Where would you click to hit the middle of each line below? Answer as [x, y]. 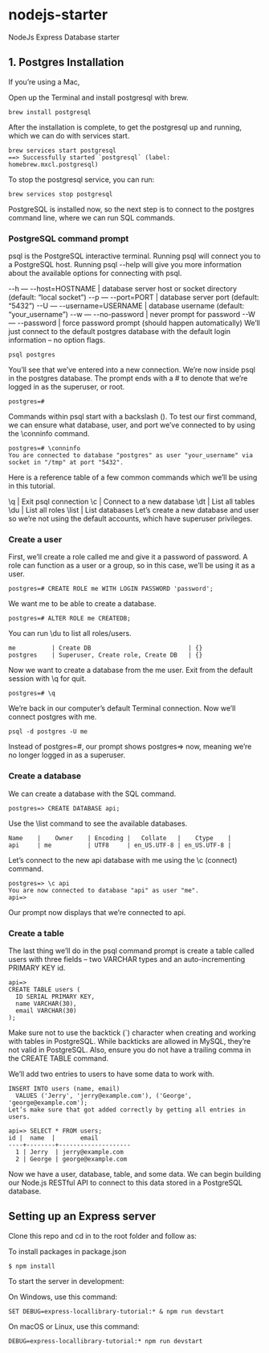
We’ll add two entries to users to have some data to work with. [111, 1074]
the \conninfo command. [49, 434]
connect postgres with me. [53, 717]
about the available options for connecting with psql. [95, 273]
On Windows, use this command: [63, 1297]
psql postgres [32, 355]
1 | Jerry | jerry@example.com [70, 1152]
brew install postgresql [50, 112]
